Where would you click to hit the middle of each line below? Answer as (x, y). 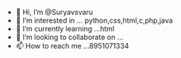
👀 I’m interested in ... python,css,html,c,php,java (94, 20)
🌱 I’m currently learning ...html (65, 29)
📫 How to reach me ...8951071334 (72, 46)
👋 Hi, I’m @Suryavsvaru (54, 12)
